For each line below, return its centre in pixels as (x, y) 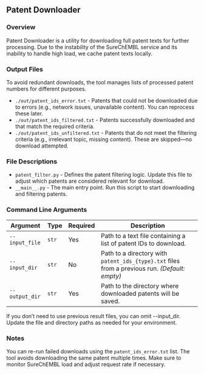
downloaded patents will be (140, 293)
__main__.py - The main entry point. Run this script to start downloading (105, 188)
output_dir (25, 296)
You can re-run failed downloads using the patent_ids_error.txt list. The (98, 351)
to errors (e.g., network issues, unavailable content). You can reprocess (105, 107)
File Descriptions (32, 161)
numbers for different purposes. (46, 89)
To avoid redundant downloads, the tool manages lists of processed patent (100, 82)
